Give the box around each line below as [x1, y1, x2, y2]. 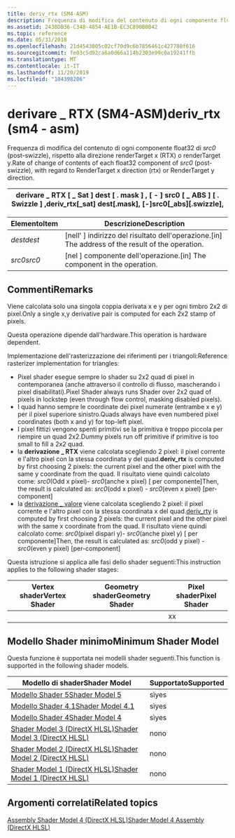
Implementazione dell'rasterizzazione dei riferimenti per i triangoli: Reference [7, 352, 228, 360]
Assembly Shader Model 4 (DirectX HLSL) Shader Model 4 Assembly [7, 816, 204, 824]
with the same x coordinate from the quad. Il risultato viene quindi [17, 522, 207, 531]
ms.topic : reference [7, 29, 68, 37]
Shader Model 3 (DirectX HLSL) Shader [10, 724, 138, 733]
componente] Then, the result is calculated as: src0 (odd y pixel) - [17, 537, 205, 545]
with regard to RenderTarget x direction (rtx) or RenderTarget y [34, 166, 215, 175]
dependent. [7, 338, 41, 347]
